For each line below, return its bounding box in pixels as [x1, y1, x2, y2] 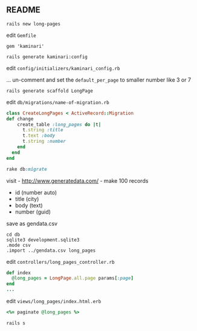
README [6, 5, 40, 15]
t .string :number [22, 139, 66, 145]
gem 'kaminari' [6, 43, 45, 49]
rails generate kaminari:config [6, 54, 88, 60]
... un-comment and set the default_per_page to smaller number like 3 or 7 [6, 76, 192, 84]
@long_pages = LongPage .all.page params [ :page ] [11, 275, 134, 281]
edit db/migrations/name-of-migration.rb [6, 98, 110, 105]
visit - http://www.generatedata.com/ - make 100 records [6, 177, 149, 184]
